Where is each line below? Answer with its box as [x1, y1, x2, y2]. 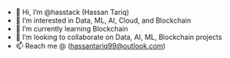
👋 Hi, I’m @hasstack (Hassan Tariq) [15, 8, 130, 16]
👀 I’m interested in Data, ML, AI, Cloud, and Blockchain [15, 16, 192, 25]
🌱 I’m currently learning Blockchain [15, 24, 128, 33]
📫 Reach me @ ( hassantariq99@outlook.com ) [15, 42, 166, 50]
